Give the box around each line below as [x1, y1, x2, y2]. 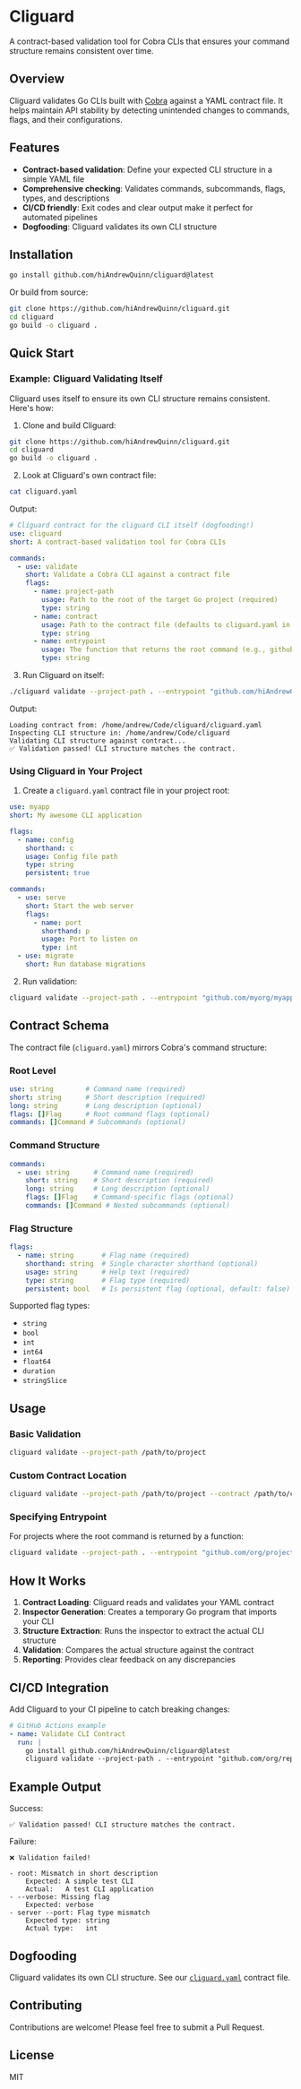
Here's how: [9, 402, 54, 413]
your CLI [21, 1616, 55, 1627]
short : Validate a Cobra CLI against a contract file [25, 571, 230, 580]
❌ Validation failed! [9, 1853, 91, 1862]
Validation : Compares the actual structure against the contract [21, 1645, 254, 1655]
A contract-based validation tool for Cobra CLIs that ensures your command [9, 36, 290, 47]
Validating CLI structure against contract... [9, 736, 186, 745]
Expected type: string [25, 1916, 110, 1925]
